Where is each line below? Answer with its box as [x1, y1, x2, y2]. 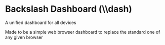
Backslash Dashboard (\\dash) [5, 3, 132, 15]
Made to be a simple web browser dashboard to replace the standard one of [5, 29, 161, 35]
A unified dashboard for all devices [5, 20, 77, 25]
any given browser [5, 34, 43, 40]
